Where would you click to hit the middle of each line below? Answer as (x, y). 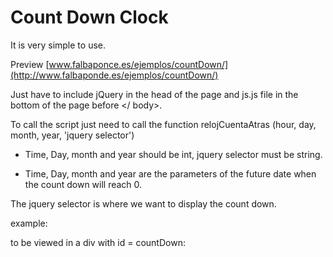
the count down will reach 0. (83, 184)
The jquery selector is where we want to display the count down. (143, 203)
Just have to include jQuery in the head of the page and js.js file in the (154, 94)
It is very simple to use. (58, 45)
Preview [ (30, 64)
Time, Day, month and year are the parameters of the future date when (170, 173)
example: (29, 223)
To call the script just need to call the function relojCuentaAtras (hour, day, (163, 124)
